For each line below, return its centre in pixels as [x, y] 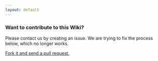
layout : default [22, 10]
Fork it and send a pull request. [37, 53]
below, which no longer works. [37, 43]
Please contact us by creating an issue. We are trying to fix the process [79, 38]
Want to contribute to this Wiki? [45, 27]
